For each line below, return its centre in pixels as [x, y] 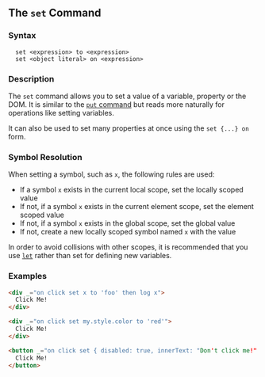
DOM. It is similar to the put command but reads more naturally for [116, 104]
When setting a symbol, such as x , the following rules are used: [111, 174]
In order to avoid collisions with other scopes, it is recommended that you [128, 247]
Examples [28, 276]
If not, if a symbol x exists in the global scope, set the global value [127, 223]
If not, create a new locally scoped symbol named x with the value [128, 232]
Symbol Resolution [45, 157]
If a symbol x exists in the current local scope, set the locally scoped [131, 190]
